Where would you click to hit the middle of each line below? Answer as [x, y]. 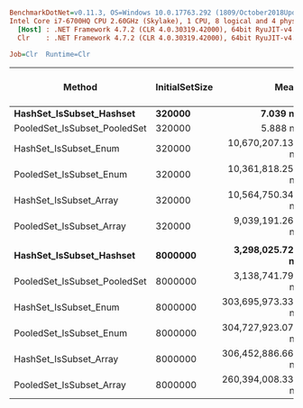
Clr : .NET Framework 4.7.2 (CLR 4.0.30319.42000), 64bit [135, 38]
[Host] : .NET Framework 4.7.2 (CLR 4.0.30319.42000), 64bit [135, 29]
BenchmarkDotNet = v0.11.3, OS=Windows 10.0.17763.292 [110, 13]
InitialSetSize [184, 87]
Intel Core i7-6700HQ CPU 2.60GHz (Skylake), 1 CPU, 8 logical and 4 [143, 21]
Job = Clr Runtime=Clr [50, 54]
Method [80, 87]
